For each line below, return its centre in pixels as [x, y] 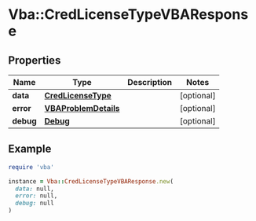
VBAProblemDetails [82, 108]
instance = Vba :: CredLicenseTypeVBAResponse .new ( [91, 181]
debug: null [35, 203]
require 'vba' [31, 167]
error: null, [37, 196]
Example [30, 149]
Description [150, 82]
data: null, [35, 189]
